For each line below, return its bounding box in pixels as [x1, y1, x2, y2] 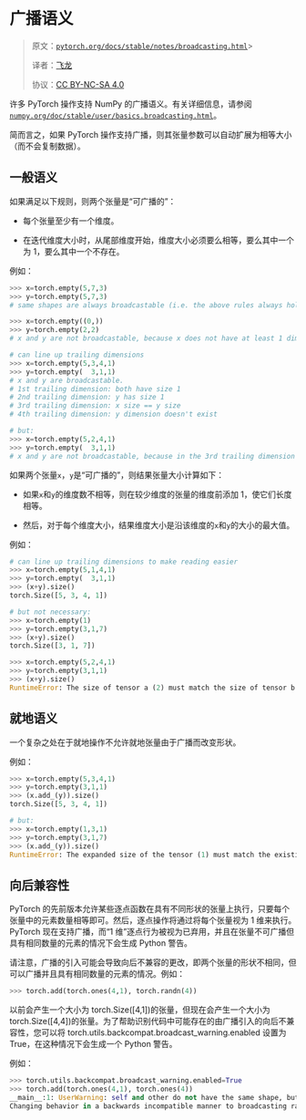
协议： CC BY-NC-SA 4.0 [31, 78, 125, 89]
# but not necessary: [9, 607, 92, 617]
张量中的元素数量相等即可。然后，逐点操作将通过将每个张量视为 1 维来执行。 [9, 915, 297, 926]
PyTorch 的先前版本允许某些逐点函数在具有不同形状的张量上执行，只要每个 [9, 904, 290, 915]
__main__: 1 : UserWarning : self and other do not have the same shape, [9, 1093, 283, 1102]
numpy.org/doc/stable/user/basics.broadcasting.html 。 [9, 109, 221, 120]
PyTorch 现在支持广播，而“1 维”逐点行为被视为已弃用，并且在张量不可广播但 [9, 927, 294, 938]
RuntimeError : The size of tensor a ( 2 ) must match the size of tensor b [9, 683, 296, 692]
